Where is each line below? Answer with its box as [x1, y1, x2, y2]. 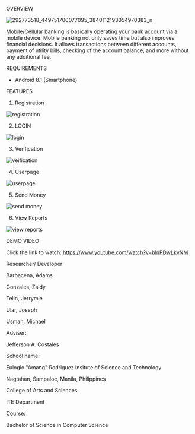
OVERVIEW [6, 5, 34, 12]
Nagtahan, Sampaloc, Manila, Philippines [6, 375, 106, 382]
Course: [6, 410, 25, 417]
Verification [14, 145, 43, 152]
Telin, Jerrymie [6, 295, 43, 302]
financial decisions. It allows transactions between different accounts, [6, 41, 177, 47]
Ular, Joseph [6, 306, 37, 313]
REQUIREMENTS [6, 65, 47, 72]
